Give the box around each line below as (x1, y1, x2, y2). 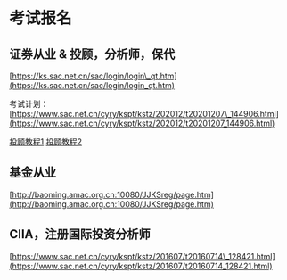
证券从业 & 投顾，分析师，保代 (9, 46, 176, 62)
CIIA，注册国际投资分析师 (9, 226, 152, 242)
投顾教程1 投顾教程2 (9, 136, 83, 147)
